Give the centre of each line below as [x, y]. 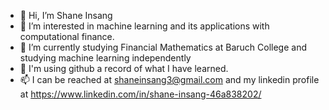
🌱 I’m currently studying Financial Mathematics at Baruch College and [163, 47]
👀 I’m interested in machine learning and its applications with [144, 26]
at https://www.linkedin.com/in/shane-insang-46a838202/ [140, 94]
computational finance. [67, 36]
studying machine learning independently [105, 58]
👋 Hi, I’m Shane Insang [66, 15]
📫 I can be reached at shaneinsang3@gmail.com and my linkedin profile [169, 79]
